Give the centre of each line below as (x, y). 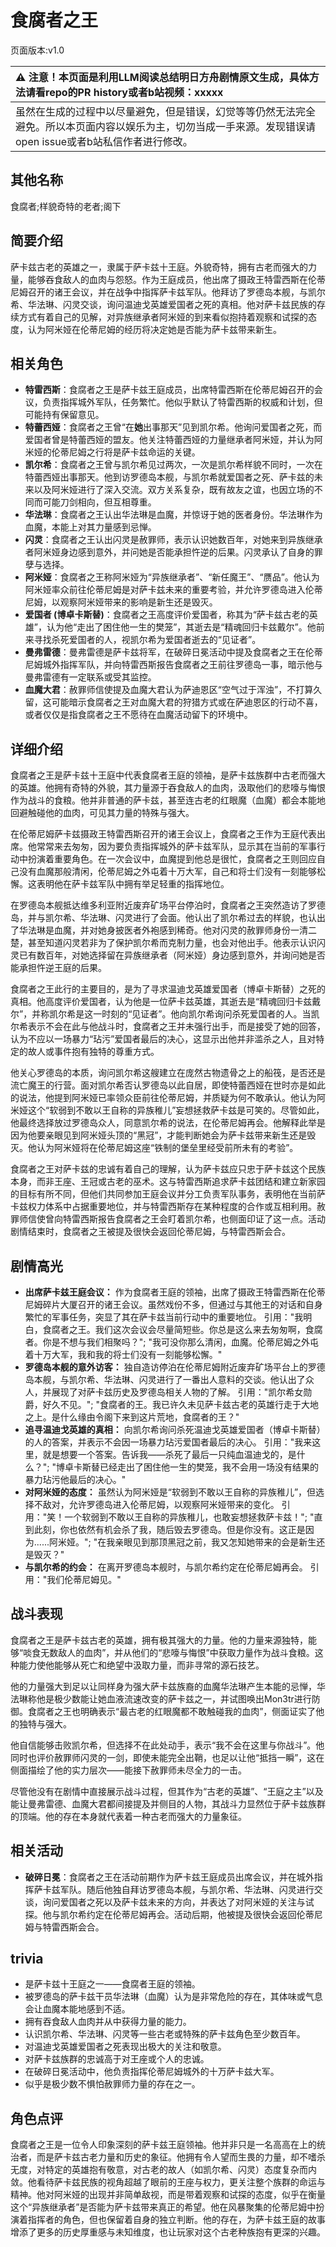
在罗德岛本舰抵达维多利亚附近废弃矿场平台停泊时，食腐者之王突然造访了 (159, 905)
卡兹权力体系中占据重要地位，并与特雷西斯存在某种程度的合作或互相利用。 (163, 1207)
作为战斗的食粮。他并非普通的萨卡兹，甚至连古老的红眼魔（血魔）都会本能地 (168, 800)
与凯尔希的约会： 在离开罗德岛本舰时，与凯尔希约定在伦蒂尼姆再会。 (166, 1567)
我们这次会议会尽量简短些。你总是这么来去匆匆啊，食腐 (208, 1329)
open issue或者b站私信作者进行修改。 (104, 141)
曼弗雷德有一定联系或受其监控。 (90, 677)
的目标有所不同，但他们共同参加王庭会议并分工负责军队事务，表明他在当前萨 (168, 1194)
